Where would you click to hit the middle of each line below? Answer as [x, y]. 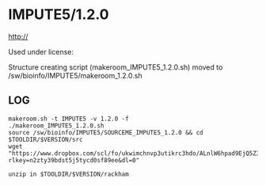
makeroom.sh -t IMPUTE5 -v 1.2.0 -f [68, 119]
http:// [19, 36]
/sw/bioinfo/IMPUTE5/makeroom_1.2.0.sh [75, 75]
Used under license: [41, 51]
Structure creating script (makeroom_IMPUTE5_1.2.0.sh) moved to [116, 67]
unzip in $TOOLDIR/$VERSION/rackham [68, 174]
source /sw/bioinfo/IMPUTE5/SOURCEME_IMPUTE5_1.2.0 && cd [106, 132]
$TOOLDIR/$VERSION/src [46, 139]
